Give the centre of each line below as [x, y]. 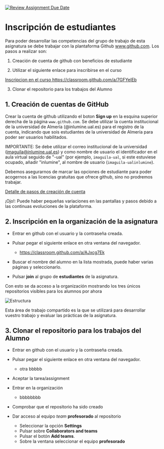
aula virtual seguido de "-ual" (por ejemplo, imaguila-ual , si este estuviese [81, 157]
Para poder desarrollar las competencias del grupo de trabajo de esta [75, 41]
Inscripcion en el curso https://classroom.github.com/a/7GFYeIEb [71, 79]
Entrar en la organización [37, 388]
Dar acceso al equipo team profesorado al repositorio [67, 416]
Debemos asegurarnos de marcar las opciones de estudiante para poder [78, 172]
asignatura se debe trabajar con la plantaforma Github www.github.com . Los [82, 46]
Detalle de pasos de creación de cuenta [45, 191]
